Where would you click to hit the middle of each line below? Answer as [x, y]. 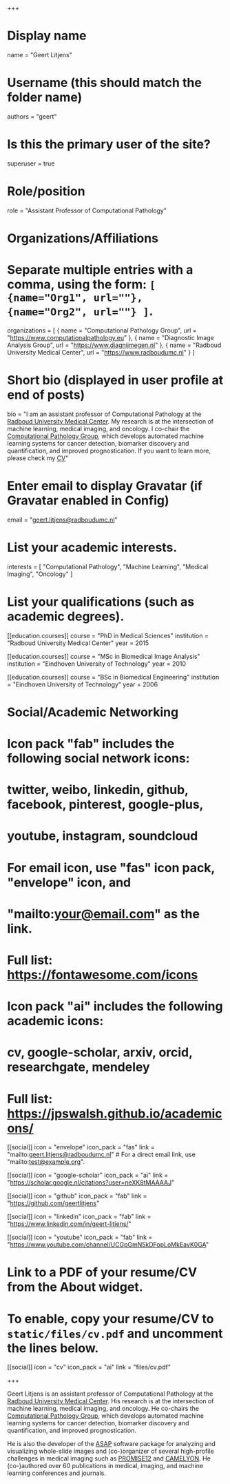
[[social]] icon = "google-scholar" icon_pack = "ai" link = [88, 1175]
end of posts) [46, 395]
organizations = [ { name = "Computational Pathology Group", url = [102, 330]
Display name [47, 36]
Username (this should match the [104, 83]
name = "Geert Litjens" [40, 55]
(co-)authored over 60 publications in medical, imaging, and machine [105, 1466]
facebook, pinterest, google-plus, [105, 805]
